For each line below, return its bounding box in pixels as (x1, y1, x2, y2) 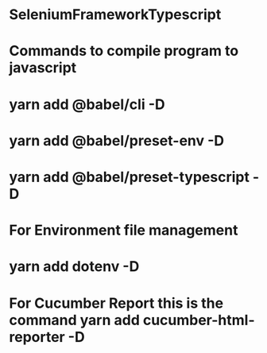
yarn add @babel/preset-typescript (9, 168, 250, 186)
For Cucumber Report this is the (9, 294, 224, 312)
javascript (9, 59, 77, 77)
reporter (9, 328, 66, 346)
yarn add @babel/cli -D (9, 95, 165, 113)
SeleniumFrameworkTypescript (9, 6, 222, 24)
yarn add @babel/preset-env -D (9, 131, 225, 149)
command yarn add (9, 311, 140, 329)
